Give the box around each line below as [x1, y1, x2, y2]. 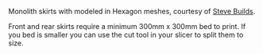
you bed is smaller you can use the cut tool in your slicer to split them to [8, 31, 244, 39]
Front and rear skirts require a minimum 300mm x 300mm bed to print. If [8, 22, 246, 31]
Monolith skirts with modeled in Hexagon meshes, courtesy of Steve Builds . [8, 7, 256, 16]
